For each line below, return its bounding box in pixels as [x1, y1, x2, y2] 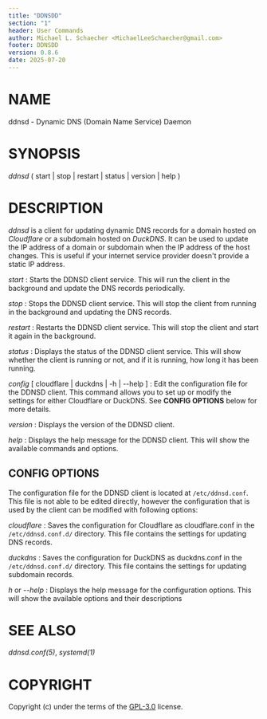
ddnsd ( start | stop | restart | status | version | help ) [8, 171, 181, 180]
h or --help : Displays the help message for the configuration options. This [8, 585, 252, 595]
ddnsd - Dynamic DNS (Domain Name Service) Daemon [8, 116, 192, 126]
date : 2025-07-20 [8, 57, 66, 65]
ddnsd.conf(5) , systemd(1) [8, 647, 96, 658]
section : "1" [8, 19, 52, 27]
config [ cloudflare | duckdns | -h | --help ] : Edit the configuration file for [8, 379, 249, 388]
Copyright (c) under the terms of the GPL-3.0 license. [8, 702, 183, 712]
